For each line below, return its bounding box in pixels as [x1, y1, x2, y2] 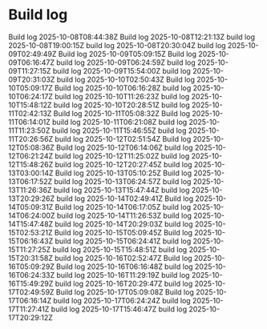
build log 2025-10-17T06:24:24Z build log [53, 295, 191, 305]
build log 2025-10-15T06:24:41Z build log [55, 236, 192, 246]
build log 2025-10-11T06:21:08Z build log [51, 117, 188, 126]
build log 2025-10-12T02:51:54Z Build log [55, 134, 192, 143]
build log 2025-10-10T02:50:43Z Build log [56, 74, 195, 84]
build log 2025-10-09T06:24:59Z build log [55, 58, 196, 67]
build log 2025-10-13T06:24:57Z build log [54, 176, 192, 186]
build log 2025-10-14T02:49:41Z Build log [55, 194, 194, 203]
